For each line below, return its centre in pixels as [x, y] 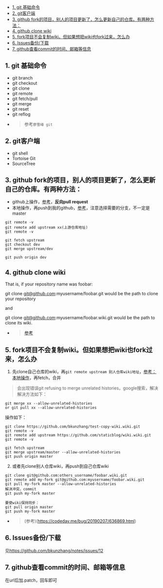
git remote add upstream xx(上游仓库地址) [46, 228]
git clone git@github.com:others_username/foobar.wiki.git [66, 476]
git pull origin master [29, 507]
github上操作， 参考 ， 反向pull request [50, 202]
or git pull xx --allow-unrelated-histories [51, 408]
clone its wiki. [19, 323]
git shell [20, 153]
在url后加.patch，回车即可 [31, 580]
